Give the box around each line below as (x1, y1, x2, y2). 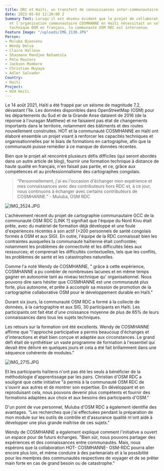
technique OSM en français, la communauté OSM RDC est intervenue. (9, 25, 150, 30)
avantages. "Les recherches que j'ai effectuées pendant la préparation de (5, 410, 153, 415)
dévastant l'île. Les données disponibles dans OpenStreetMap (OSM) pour (5, 107, 155, 113)
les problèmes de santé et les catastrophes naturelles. (5, 254, 114, 260)
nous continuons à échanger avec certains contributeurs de (17, 188, 138, 194)
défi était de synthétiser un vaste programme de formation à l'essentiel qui (5, 340, 155, 346)
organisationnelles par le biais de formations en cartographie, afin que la (5, 139, 151, 144)
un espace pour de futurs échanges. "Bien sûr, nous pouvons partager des (5, 434, 156, 440)
